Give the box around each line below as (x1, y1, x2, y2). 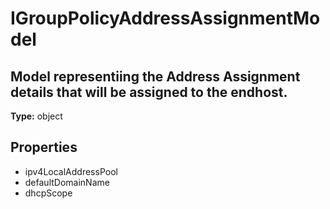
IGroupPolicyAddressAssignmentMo (10, 7, 321, 30)
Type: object (10, 110, 63, 122)
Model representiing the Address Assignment (10, 68, 301, 85)
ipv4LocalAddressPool (24, 165, 118, 177)
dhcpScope (24, 187, 73, 199)
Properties (10, 139, 78, 156)
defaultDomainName (24, 176, 110, 188)
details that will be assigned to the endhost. (10, 83, 288, 101)
